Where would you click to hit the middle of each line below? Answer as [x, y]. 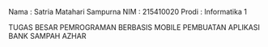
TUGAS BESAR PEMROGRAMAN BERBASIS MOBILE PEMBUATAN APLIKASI [134, 27]
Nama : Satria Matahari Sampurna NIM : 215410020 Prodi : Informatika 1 [128, 12]
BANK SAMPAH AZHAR [47, 36]
